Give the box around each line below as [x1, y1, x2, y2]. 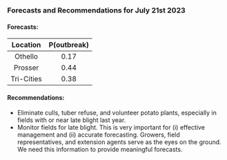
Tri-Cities [10, 74, 43, 84]
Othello [14, 52, 38, 61]
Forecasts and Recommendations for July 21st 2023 [7, 6, 186, 15]
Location [11, 40, 41, 50]
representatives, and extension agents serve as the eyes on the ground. [17, 138, 222, 146]
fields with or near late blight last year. [17, 116, 126, 124]
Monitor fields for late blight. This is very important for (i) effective [17, 123, 206, 132]
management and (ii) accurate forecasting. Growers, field [17, 130, 181, 139]
